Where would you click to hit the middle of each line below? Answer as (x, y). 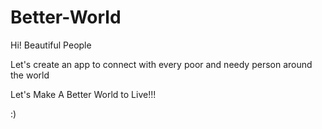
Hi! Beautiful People (51, 45)
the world (30, 75)
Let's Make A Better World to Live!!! (83, 94)
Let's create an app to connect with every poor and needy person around (161, 64)
